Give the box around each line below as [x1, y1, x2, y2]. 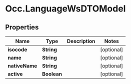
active [7, 70, 23, 77]
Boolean [41, 70, 62, 77]
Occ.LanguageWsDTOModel [5, 3, 126, 14]
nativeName [7, 62, 37, 69]
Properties [5, 23, 39, 31]
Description [66, 38, 95, 44]
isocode [7, 46, 27, 53]
